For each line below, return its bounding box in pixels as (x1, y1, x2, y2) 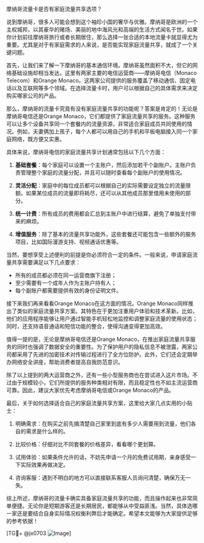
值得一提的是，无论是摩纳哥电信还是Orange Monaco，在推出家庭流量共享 (6, 335, 191, 343)
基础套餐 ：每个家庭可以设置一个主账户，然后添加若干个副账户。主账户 (15, 161, 191, 169)
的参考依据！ (6, 517, 38, 525)
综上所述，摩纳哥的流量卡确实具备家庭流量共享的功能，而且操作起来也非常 (6, 495, 192, 502)
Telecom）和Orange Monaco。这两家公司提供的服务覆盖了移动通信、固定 (6, 77, 191, 84)
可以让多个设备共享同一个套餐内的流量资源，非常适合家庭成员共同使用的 (6, 121, 187, 127)
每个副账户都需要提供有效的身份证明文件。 (15, 287, 122, 294)
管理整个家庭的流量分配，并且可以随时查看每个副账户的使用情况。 (20, 169, 186, 176)
